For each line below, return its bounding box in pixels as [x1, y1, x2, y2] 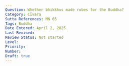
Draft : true [5, 53, 30, 59]
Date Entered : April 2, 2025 [5, 26, 66, 31]
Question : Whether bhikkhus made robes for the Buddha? [5, 7, 124, 12]
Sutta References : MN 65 [5, 16, 57, 21]
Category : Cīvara [5, 12, 41, 17]
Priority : [5, 44, 26, 49]
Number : [5, 49, 21, 54]
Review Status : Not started [5, 35, 64, 40]
